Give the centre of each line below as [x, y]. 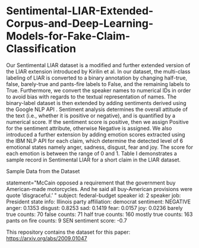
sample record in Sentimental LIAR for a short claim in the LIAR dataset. [94, 160]
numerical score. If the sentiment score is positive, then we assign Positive [97, 122]
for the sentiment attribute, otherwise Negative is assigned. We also [89, 128]
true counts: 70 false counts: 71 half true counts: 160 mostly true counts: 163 [99, 214]
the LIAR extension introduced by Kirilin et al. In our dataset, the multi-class [98, 71]
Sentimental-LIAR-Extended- [80, 11]
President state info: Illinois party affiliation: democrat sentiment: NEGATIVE [99, 201]
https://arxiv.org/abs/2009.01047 [47, 238]
